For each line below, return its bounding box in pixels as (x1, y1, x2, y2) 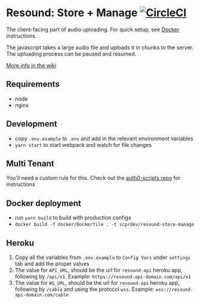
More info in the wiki (6, 62, 57, 69)
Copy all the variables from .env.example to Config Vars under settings (14, 254, 191, 261)
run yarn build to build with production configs (14, 214, 131, 221)
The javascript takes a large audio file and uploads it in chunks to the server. (6, 44, 194, 51)
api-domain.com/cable (14, 292, 69, 298)
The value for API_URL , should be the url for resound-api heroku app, (14, 267, 183, 273)
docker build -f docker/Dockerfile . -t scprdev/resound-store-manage (14, 222, 195, 228)
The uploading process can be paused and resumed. (6, 50, 137, 57)
